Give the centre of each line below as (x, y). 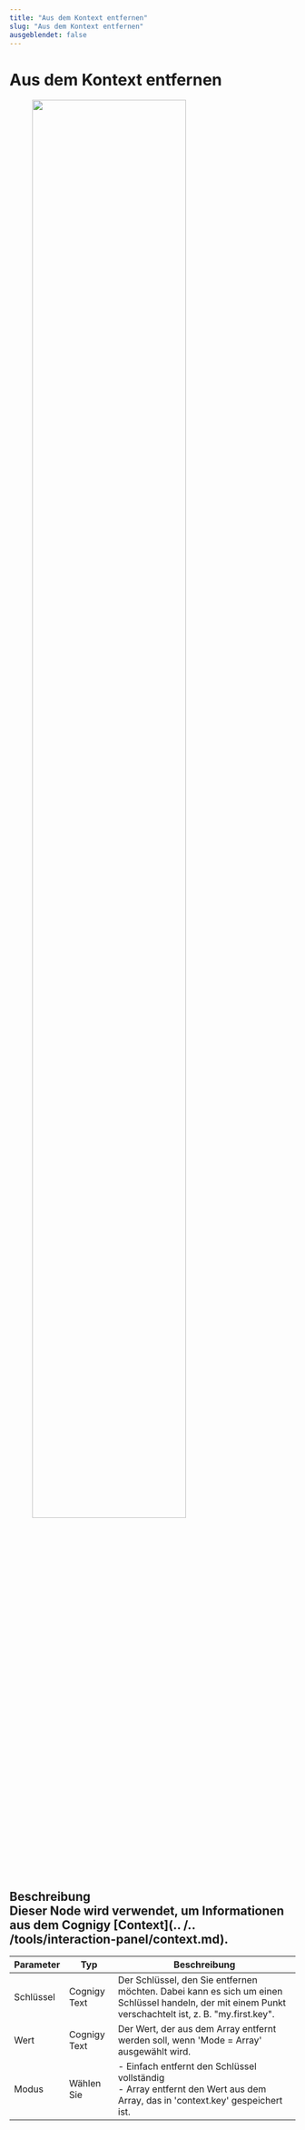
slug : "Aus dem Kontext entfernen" (77, 26)
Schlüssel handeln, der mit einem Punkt (202, 2003)
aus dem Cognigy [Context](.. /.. (103, 1925)
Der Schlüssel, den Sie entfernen (187, 1980)
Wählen (85, 2084)
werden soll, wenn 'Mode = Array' (190, 2040)
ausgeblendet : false (49, 35)
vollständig (141, 2078)
